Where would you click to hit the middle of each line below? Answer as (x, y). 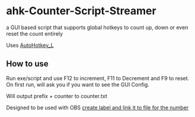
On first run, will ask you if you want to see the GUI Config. (78, 84)
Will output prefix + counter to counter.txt (57, 96)
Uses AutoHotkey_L (30, 45)
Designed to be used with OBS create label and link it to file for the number (97, 107)
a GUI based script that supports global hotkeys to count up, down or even (97, 27)
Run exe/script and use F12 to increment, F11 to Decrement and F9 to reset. (98, 78)
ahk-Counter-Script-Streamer (81, 11)
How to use (27, 64)
